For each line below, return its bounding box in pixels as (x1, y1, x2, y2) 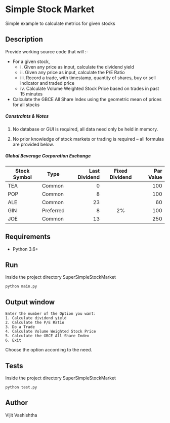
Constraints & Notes (5, 113, 49, 119)
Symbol (13, 174, 32, 181)
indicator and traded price (20, 80, 75, 86)
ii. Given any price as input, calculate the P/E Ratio (20, 69, 125, 75)
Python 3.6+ (12, 246, 39, 252)
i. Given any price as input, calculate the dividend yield (20, 63, 134, 70)
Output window (5, 298, 55, 306)
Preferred (42, 207, 65, 214)
